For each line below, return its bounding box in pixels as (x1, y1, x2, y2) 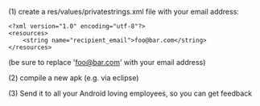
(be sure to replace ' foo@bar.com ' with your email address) (8, 58, 206, 67)
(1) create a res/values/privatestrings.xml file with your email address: (8, 7, 240, 16)
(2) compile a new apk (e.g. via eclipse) (8, 73, 139, 83)
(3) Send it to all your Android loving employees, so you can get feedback (8, 88, 252, 98)
